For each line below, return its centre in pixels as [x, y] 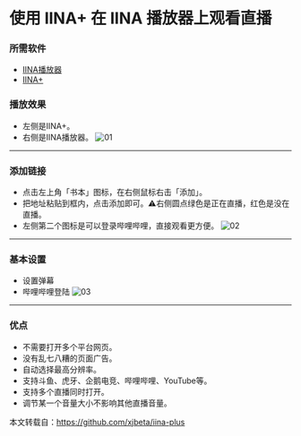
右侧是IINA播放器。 [58, 137]
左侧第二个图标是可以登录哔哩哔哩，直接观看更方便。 [120, 226]
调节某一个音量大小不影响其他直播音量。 [97, 403]
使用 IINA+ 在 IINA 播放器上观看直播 [141, 18]
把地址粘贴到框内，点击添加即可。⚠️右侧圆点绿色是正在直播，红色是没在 [156, 203]
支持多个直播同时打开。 [65, 391]
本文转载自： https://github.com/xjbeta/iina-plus [97, 422]
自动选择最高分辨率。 [61, 369]
